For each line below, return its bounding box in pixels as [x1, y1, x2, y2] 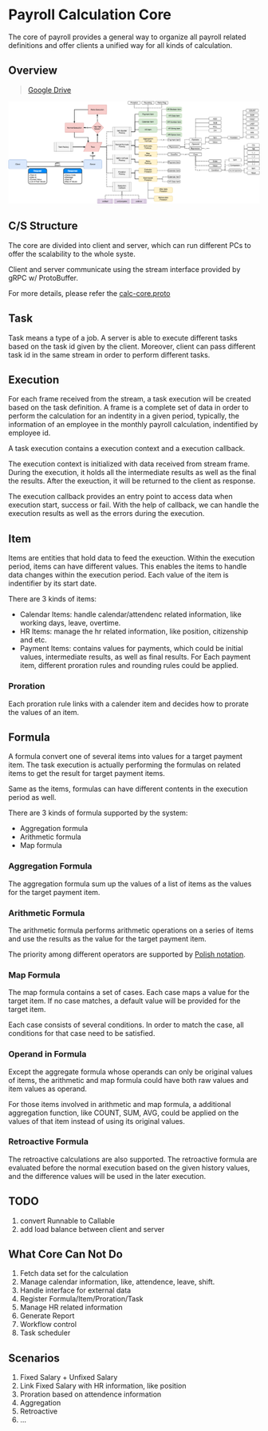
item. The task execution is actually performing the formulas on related [8, 760, 241, 769]
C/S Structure [8, 219, 78, 233]
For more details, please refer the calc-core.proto [8, 288, 171, 298]
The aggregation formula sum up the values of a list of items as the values [8, 878, 252, 889]
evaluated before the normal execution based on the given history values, [8, 1162, 250, 1173]
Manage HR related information [19, 1302, 124, 1313]
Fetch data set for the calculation [19, 1269, 129, 1278]
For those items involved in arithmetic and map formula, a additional [8, 1099, 231, 1109]
